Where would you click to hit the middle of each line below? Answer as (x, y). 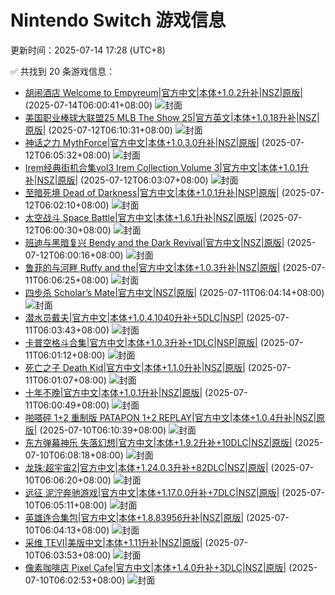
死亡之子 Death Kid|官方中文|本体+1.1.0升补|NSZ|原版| (135, 367)
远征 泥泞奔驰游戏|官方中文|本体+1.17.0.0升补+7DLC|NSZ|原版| (152, 492)
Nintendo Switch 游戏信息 (118, 20)
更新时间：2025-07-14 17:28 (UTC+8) (88, 50)
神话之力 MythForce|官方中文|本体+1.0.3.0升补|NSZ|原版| (142, 142)
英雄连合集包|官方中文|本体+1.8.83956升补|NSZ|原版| (134, 517)
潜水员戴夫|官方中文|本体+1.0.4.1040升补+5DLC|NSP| (134, 317)
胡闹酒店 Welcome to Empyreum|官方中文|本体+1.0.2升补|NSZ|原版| (163, 92)
